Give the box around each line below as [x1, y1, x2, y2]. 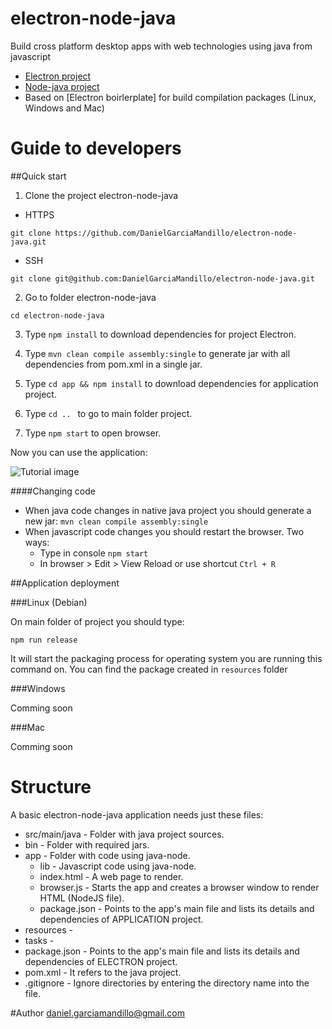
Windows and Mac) [24, 102, 105, 114]
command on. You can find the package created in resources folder [10, 663, 288, 675]
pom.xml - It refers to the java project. [24, 966, 182, 978]
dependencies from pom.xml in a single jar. [24, 358, 203, 370]
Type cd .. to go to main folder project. [24, 407, 193, 419]
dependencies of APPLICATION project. [39, 913, 204, 925]
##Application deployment [10, 577, 120, 589]
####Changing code [10, 485, 97, 497]
